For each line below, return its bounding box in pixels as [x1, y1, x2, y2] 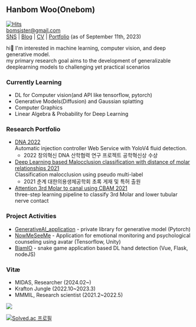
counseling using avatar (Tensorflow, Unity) [14, 238, 121, 245]
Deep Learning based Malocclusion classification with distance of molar [14, 158, 190, 166]
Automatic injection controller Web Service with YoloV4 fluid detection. [14, 145, 187, 152]
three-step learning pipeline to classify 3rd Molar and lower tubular [14, 191, 178, 198]
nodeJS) [14, 251, 36, 258]
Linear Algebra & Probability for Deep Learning [14, 111, 129, 118]
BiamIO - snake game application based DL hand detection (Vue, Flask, [14, 244, 188, 251]
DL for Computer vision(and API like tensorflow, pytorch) [14, 92, 152, 99]
